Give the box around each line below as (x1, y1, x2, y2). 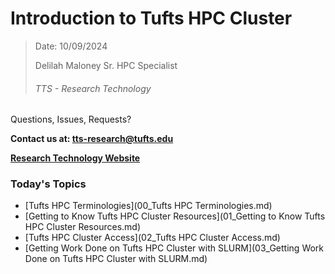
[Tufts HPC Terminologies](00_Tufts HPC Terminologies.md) (24, 200, 273, 212)
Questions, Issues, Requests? (10, 113, 132, 126)
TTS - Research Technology (34, 82, 152, 94)
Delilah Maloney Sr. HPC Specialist (34, 59, 178, 71)
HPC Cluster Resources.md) (24, 221, 141, 233)
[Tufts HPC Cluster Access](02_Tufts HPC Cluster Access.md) (24, 232, 281, 244)
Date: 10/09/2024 (34, 40, 108, 52)
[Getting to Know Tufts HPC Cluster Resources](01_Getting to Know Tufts (24, 210, 326, 222)
